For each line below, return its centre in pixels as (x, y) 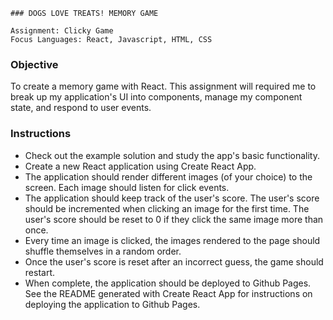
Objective (34, 64)
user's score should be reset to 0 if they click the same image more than (174, 219)
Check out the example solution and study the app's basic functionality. (172, 155)
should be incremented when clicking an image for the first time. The (167, 208)
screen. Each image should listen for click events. (127, 187)
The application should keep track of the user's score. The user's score (172, 198)
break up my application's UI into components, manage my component (156, 97)
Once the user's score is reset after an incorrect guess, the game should (174, 261)
